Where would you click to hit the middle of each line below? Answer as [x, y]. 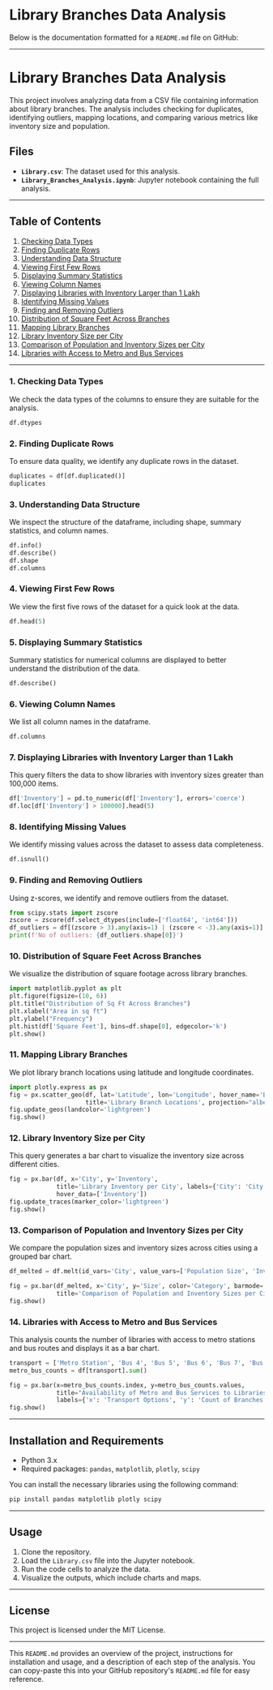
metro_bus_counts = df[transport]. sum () [79, 1370]
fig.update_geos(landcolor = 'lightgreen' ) [80, 1110]
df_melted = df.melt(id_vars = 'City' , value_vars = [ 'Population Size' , [129, 1272]
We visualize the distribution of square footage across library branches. [128, 974]
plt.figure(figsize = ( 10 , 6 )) [58, 996]
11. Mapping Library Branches [68, 1054]
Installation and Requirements [87, 1441]
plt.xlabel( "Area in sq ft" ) [58, 1011]
